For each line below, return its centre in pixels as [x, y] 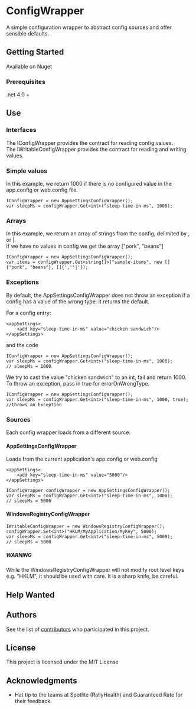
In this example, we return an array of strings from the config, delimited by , [98, 234]
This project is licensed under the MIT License [63, 662]
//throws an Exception [34, 404]
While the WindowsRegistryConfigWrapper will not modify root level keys [95, 570]
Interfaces [21, 130]
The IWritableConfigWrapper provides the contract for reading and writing [96, 149]
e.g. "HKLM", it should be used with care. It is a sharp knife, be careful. [92, 576]
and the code [22, 345]
